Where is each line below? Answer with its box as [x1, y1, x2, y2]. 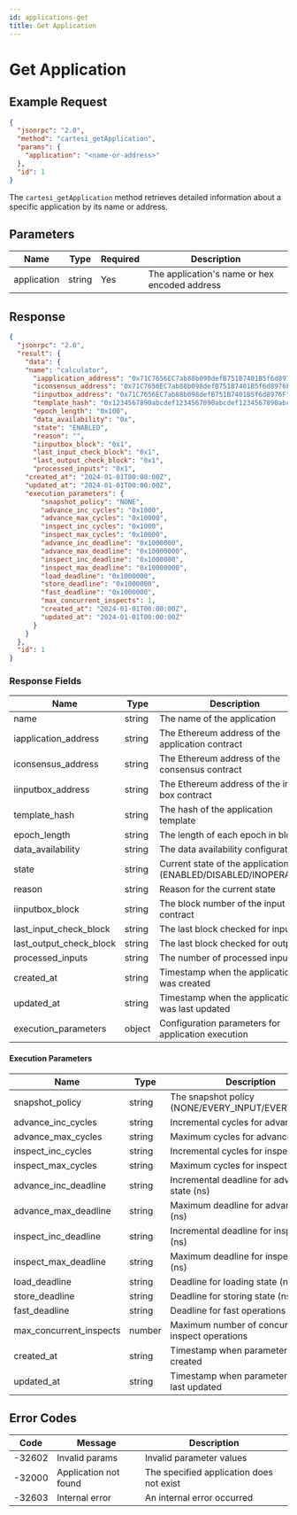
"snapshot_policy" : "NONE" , [41, 497, 144, 506]
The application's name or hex [148, 268, 274, 280]
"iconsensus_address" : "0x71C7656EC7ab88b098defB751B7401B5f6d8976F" [32, 382, 294, 391]
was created [158, 977, 211, 990]
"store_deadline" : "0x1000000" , [41, 579, 161, 589]
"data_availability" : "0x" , [32, 415, 137, 423]
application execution [158, 1029, 249, 1041]
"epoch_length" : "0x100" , [32, 407, 128, 416]
